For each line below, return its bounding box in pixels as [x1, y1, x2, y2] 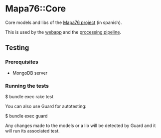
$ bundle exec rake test [5, 93, 54, 100]
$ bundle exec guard [5, 113, 48, 119]
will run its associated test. [5, 128, 60, 134]
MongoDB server [12, 70, 48, 76]
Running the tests [5, 82, 49, 89]
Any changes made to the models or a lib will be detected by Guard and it [5, 123, 156, 129]
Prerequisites [5, 58, 38, 65]
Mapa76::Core [5, 3, 66, 14]
